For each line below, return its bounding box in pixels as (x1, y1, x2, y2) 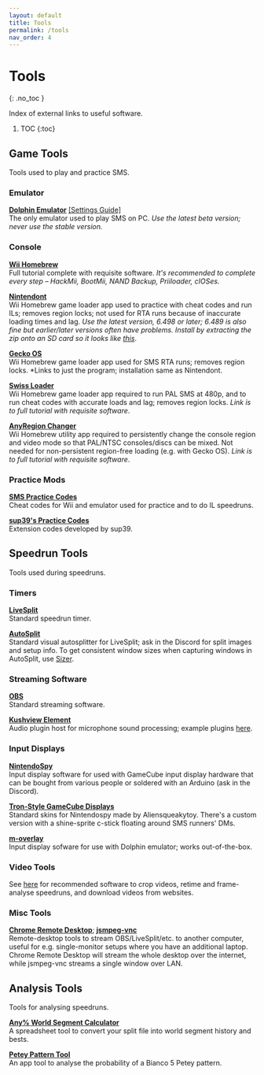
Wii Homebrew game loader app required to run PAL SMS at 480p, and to (9, 389, 247, 398)
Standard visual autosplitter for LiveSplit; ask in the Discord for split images (9, 637, 252, 647)
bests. (9, 1035, 29, 1043)
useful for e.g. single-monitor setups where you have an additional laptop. (9, 942, 248, 951)
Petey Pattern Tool (9, 1050, 71, 1059)
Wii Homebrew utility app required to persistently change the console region (9, 429, 256, 439)
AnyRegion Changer (9, 421, 77, 430)
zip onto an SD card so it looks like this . (9, 333, 137, 343)
